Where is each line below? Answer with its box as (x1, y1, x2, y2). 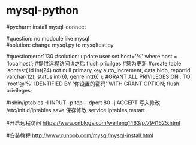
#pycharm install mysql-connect (6, 23, 86, 30)
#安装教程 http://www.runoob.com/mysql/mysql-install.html (6, 132, 154, 139)
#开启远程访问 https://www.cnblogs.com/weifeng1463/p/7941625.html (6, 119, 180, 126)
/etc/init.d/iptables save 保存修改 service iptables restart (6, 106, 146, 113)
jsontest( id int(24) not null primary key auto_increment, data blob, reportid (6, 66, 191, 73)
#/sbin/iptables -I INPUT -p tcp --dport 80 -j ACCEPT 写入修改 (6, 99, 161, 106)
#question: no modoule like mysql (6, 35, 90, 42)
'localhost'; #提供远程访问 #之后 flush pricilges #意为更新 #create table (6, 60, 182, 67)
